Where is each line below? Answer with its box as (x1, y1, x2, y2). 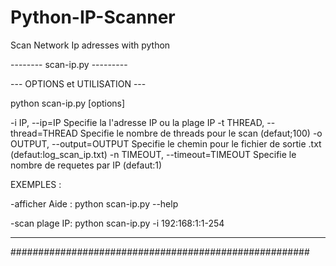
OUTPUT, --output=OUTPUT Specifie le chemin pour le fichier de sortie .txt (10, 137, 322, 150)
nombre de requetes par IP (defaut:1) (10, 159, 163, 171)
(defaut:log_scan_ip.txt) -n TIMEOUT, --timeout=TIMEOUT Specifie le (10, 148, 297, 160)
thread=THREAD (10, 127, 78, 139)
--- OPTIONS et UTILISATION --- (10, 77, 147, 90)
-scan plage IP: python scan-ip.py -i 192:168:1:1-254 (10, 217, 225, 229)
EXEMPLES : (10, 178, 62, 190)
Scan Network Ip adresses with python (10, 39, 171, 51)
